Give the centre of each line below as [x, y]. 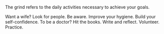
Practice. [14, 27]
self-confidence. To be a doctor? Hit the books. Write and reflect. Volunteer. [82, 22]
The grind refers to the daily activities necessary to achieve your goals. [77, 7]
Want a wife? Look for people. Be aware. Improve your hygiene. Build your [81, 17]
